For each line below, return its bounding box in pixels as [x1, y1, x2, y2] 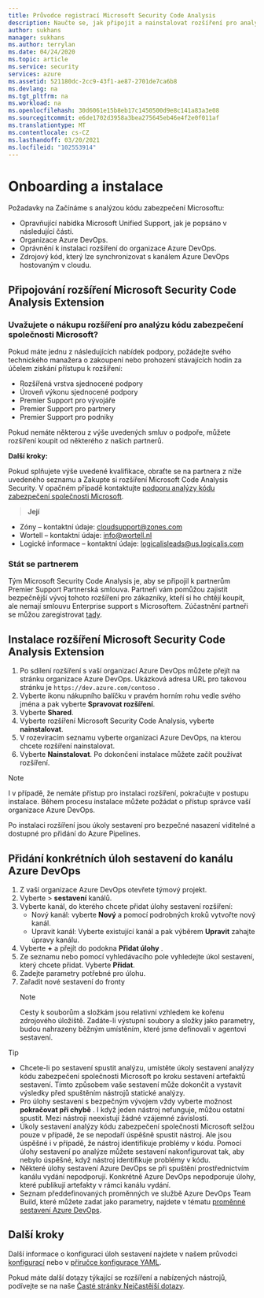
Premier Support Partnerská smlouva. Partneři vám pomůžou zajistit [8, 584, 228, 595]
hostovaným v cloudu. [19, 261, 92, 270]
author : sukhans [8, 26, 61, 34]
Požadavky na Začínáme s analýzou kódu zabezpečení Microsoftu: [8, 203, 225, 213]
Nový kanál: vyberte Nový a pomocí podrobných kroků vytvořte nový [31, 910, 256, 919]
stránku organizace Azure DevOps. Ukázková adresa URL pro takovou [19, 674, 247, 684]
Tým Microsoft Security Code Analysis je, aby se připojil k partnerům [8, 577, 231, 586]
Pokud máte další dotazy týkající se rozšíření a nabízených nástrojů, [8, 1273, 228, 1282]
